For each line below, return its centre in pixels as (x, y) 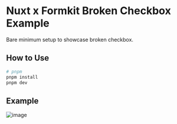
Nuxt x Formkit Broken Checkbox (88, 11)
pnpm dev (17, 83)
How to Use (28, 58)
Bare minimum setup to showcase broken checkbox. (70, 39)
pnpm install (22, 77)
